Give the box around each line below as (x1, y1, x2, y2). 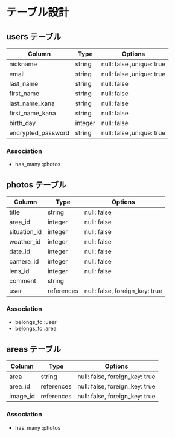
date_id (9, 247, 30, 256)
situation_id (9, 228, 42, 236)
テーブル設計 (6, 5, 69, 19)
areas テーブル (6, 344, 62, 354)
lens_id (9, 267, 30, 276)
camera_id (9, 257, 39, 266)
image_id (9, 392, 35, 401)
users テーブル (6, 31, 62, 42)
